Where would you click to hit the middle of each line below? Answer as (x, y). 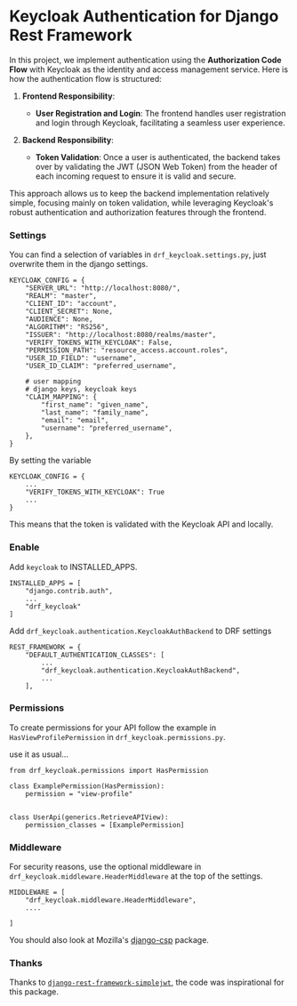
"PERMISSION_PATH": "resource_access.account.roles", (127, 350)
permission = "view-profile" (79, 793)
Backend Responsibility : (68, 140)
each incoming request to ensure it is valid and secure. (136, 176)
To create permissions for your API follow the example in (112, 728)
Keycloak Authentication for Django (144, 16)
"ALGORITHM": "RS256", (67, 327)
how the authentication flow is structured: (85, 78)
